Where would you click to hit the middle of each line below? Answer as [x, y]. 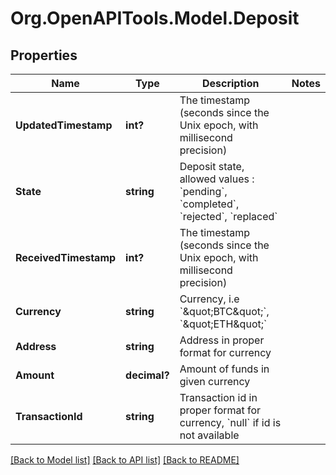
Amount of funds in [224, 369]
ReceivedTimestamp [66, 257]
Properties [44, 55]
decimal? [147, 375]
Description [230, 83]
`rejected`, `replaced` [228, 216]
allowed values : [217, 179]
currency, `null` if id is [230, 422]
